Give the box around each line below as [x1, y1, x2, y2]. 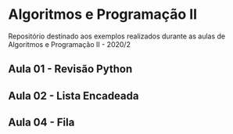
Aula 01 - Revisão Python [8, 63, 133, 76]
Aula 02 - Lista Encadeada [8, 89, 139, 103]
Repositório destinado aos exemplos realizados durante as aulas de [8, 31, 225, 41]
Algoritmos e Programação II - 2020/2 [8, 39, 131, 49]
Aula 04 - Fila [8, 116, 75, 129]
